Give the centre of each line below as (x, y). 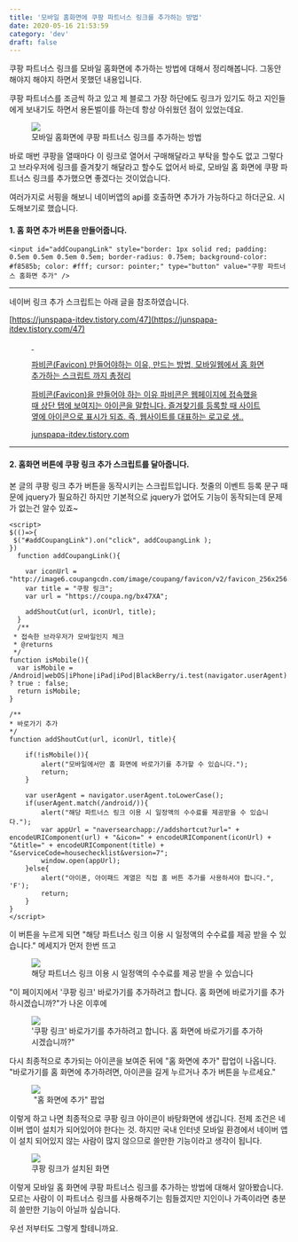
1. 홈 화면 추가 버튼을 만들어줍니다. (68, 230)
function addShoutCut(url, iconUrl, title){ (93, 739)
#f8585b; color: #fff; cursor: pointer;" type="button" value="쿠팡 (137, 267)
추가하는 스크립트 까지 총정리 (81, 376)
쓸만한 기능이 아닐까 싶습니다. (70, 1209)
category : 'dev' (39, 34)
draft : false (33, 42)
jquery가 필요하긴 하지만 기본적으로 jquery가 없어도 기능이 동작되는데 (145, 497)
